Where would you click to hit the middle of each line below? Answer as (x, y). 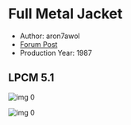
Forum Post (39, 44)
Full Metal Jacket (65, 14)
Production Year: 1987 (56, 53)
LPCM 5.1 (31, 78)
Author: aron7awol (50, 36)
